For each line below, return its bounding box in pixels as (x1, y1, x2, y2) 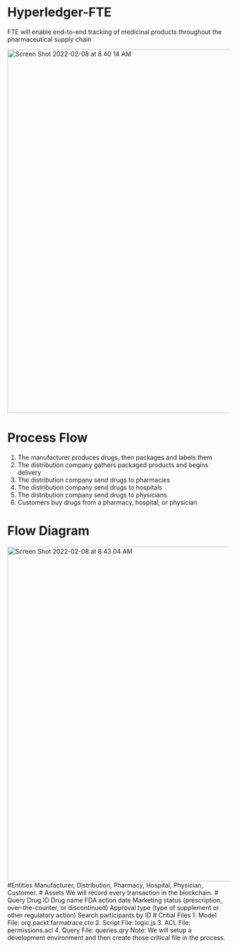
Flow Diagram (7, 523, 90, 539)
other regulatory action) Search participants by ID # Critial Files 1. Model (7, 911, 217, 919)
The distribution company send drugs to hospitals (17, 483, 162, 491)
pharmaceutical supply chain (7, 35, 92, 43)
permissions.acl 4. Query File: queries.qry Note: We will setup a (7, 926, 192, 934)
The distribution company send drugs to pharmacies (17, 476, 171, 484)
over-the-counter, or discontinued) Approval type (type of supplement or (7, 903, 219, 912)
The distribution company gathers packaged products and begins (17, 460, 209, 469)
